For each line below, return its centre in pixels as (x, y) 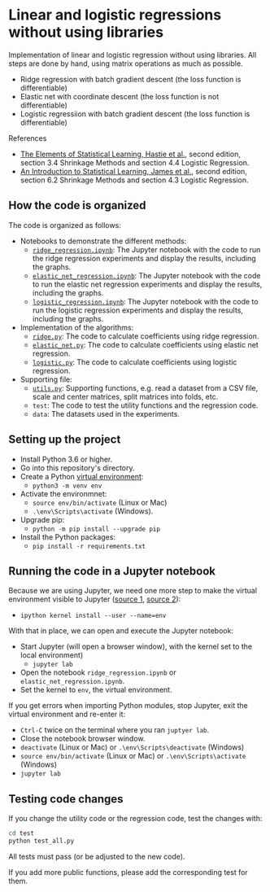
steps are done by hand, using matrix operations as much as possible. (126, 63)
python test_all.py (41, 841)
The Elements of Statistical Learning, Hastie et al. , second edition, (131, 154)
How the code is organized (77, 206)
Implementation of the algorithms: (77, 327)
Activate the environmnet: (63, 493)
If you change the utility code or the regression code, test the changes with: (135, 819)
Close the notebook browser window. (83, 739)
